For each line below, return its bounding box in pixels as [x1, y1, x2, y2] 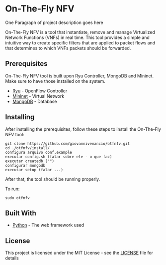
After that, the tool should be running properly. [5, 176, 100, 182]
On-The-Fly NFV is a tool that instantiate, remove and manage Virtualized [5, 29, 155, 35]
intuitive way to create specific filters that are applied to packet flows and [5, 39, 156, 45]
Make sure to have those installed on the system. [5, 78, 106, 84]
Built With [5, 209, 36, 217]
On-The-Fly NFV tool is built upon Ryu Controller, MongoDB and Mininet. [5, 73, 154, 79]
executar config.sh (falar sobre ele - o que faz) [5, 154, 112, 159]
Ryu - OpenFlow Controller [12, 88, 68, 94]
